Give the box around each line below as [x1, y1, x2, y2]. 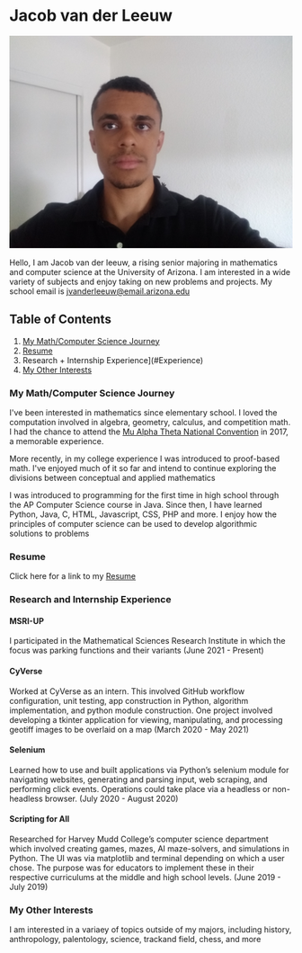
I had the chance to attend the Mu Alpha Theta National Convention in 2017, [9, 426, 289, 437]
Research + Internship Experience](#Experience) [22, 354, 204, 365]
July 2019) [9, 882, 49, 893]
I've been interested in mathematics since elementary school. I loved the [9, 407, 278, 418]
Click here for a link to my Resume [9, 571, 137, 582]
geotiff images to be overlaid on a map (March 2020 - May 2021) [9, 724, 250, 735]
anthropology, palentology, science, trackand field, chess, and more [9, 934, 262, 945]
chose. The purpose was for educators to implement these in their [9, 862, 254, 873]
